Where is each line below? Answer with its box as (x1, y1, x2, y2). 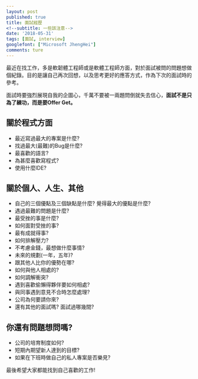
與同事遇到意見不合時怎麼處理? (14, 289, 90, 296)
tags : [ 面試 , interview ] (6, 36, 65, 42)
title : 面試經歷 (6, 20, 42, 25)
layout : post (6, 8, 38, 15)
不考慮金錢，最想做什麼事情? (14, 244, 85, 251)
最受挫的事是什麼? (14, 215, 59, 222)
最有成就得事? (14, 229, 49, 237)
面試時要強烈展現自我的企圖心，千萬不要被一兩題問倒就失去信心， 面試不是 (6, 91, 187, 98)
